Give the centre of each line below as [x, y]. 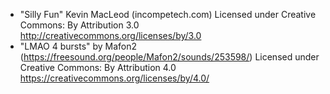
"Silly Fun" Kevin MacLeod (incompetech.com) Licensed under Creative [168, 14]
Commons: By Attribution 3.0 [79, 25]
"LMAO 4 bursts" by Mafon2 [78, 46]
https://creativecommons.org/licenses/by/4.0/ [114, 78]
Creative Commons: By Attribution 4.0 [98, 67]
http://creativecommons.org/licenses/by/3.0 [110, 35]
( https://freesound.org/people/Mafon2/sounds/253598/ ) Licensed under [169, 57]
